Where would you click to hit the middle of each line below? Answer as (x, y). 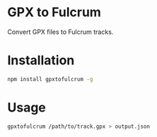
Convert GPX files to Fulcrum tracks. (60, 32)
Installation (41, 60)
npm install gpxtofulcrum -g (50, 79)
